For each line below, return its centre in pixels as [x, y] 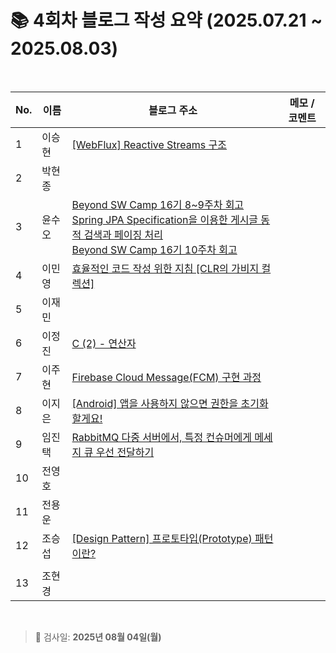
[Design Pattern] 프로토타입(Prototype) [162, 538]
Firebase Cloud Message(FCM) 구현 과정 [166, 377]
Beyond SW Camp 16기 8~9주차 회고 [158, 204]
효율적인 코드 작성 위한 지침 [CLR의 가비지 [165, 268]
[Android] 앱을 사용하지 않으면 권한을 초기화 [170, 403]
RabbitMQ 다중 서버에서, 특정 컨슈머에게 [162, 437]
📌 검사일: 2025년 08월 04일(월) [98, 637]
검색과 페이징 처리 [123, 234]
